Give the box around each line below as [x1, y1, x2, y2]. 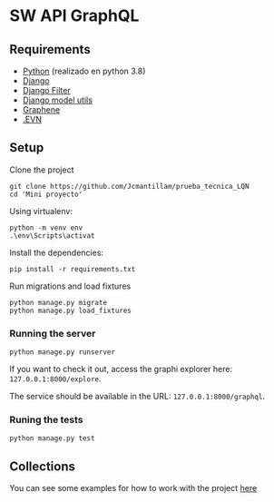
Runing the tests [9, 414, 83, 427]
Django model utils [22, 94, 93, 105]
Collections [9, 458, 75, 474]
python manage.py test [9, 434, 95, 443]
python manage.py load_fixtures [9, 306, 132, 315]
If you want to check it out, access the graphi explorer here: [9, 364, 233, 375]
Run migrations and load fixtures [9, 281, 132, 291]
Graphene [22, 104, 61, 114]
